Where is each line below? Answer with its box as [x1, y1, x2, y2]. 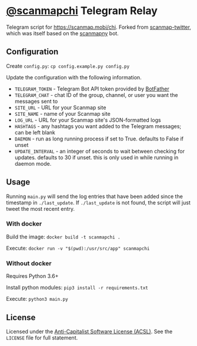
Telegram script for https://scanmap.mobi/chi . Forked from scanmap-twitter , [6, 23, 191, 31]
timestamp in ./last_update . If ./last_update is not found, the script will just [6, 199, 191, 206]
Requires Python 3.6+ [6, 273, 59, 280]
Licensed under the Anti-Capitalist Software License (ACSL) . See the [6, 328, 173, 335]
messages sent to [14, 98, 58, 105]
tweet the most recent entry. [6, 205, 75, 212]
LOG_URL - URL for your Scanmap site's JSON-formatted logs [14, 116, 161, 123]
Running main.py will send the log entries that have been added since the [6, 193, 183, 200]
